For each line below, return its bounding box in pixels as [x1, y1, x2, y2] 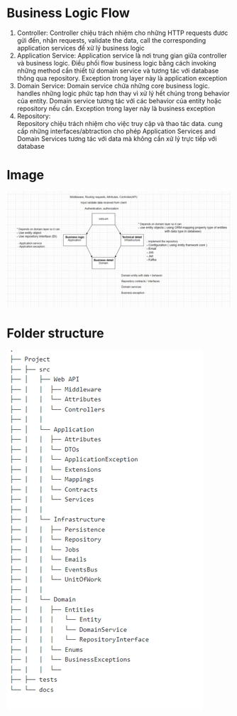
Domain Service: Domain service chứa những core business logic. [16, 81, 210, 90]
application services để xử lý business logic [16, 43, 145, 52]
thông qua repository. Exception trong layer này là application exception [16, 73, 228, 83]
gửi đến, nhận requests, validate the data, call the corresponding [16, 36, 206, 44]
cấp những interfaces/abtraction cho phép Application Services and [16, 127, 216, 135]
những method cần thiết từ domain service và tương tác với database [16, 66, 219, 75]
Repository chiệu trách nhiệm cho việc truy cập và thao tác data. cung [16, 119, 223, 127]
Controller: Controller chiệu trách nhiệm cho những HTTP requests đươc [16, 28, 228, 37]
